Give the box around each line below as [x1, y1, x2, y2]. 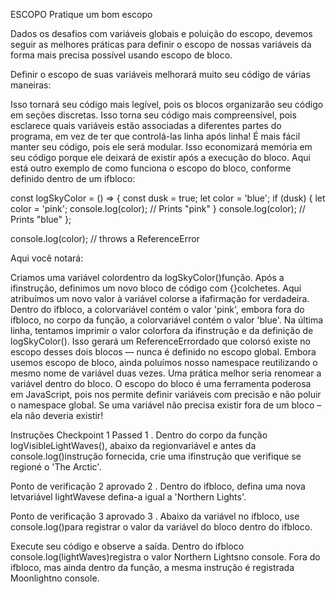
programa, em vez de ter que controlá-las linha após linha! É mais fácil [10, 130, 301, 142]
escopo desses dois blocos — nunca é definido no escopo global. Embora [10, 346, 317, 358]
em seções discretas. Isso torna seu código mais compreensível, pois [10, 109, 297, 121]
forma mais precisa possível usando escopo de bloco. [10, 49, 233, 61]
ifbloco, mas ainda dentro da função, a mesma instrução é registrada [10, 562, 295, 573]
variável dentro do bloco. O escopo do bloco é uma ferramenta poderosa [10, 378, 312, 389]
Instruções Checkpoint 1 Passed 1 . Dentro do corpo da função [10, 429, 268, 441]
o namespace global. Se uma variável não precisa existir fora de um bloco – [10, 399, 322, 411]
